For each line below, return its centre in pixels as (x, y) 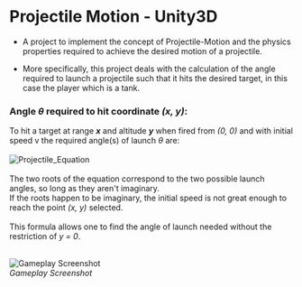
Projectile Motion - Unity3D (114, 17)
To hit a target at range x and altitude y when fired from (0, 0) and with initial (151, 131)
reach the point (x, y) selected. (66, 208)
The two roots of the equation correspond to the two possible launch (137, 179)
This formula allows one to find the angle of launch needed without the (141, 227)
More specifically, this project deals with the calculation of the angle (149, 69)
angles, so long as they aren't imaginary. (85, 189)
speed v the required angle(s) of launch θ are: (95, 141)
